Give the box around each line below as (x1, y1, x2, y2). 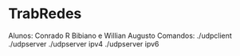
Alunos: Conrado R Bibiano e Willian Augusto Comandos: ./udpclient (8, 31, 233, 40)
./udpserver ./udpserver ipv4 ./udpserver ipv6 (8, 39, 159, 48)
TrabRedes (8, 5, 82, 23)
